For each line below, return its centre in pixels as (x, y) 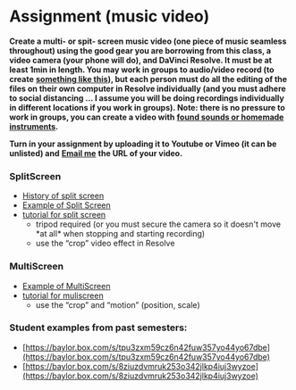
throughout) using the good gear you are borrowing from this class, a (140, 50)
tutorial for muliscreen (63, 295)
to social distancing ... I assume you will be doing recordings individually (147, 98)
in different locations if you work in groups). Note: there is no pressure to (148, 107)
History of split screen (63, 196)
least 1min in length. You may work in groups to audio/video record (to (142, 70)
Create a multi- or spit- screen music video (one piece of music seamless (148, 41)
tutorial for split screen (64, 215)
